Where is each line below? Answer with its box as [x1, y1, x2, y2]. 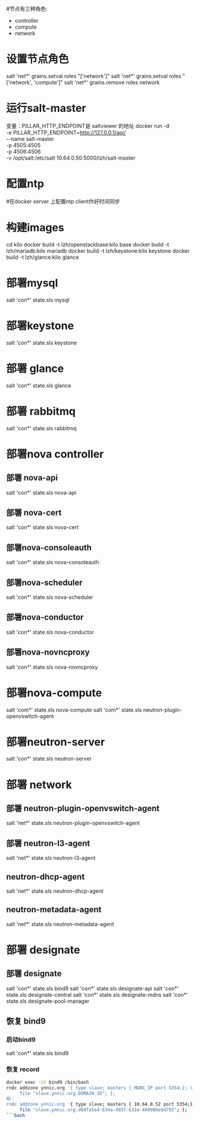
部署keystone [6, 319, 74, 332]
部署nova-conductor [6, 612, 84, 623]
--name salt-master [6, 135, 55, 142]
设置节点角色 [6, 52, 70, 66]
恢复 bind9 [6, 1016, 46, 1027]
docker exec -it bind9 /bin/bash [6, 1079, 89, 1085]
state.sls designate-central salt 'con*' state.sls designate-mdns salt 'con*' [6, 991, 189, 998]
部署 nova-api [6, 473, 58, 483]
